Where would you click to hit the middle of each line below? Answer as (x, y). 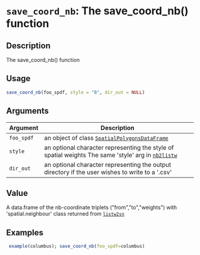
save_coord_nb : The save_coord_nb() (97, 11)
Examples (25, 233)
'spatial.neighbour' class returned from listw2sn (65, 214)
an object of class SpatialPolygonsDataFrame (106, 138)
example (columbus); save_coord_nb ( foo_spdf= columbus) (77, 246)
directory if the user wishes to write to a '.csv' (108, 172)
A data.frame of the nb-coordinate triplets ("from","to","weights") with (92, 207)
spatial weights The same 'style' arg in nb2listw (111, 155)
